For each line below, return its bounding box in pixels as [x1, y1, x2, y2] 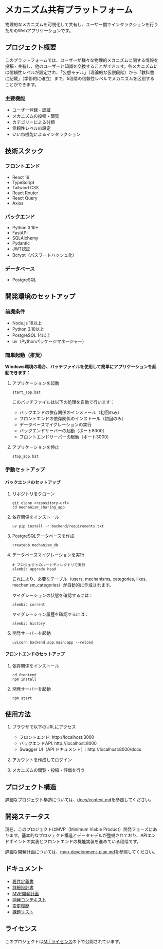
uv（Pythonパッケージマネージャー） [12, 339, 87, 344]
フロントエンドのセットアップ [5, 651, 65, 657]
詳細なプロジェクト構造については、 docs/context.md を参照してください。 [5, 797, 154, 803]
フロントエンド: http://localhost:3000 [19, 734, 94, 740]
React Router [12, 190, 38, 196]
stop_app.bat [12, 454, 39, 459]
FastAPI [12, 230, 28, 236]
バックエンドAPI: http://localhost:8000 [19, 740, 97, 747]
